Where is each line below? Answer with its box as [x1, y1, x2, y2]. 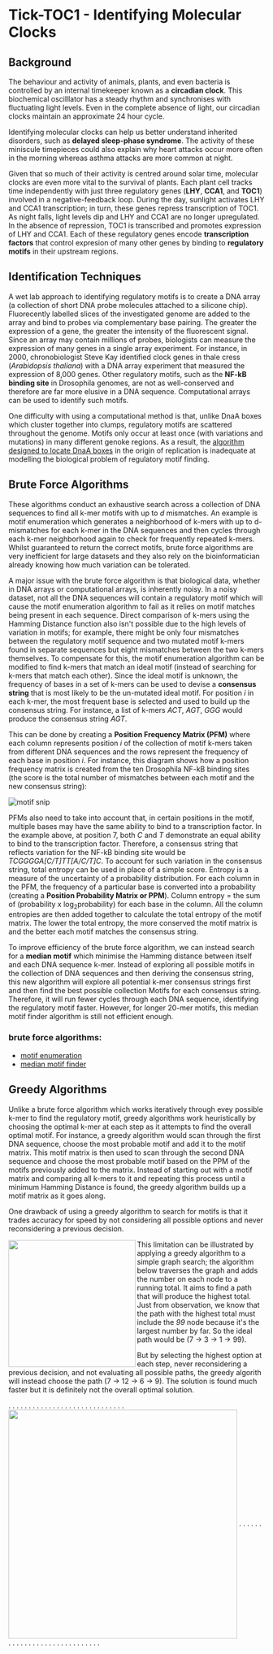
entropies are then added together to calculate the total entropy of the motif [8, 909, 262, 919]
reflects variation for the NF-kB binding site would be [8, 847, 186, 857]
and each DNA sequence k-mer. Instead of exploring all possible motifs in [8, 960, 255, 970]
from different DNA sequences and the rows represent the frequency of [8, 746, 249, 757]
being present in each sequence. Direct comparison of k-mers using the [8, 610, 250, 619]
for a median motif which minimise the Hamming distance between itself [8, 951, 253, 961]
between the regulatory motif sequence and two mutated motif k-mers [8, 636, 245, 645]
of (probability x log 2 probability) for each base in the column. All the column [8, 899, 263, 911]
